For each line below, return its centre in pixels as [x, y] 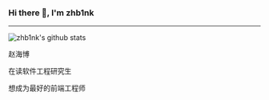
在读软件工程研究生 [40, 71]
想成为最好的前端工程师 [47, 88]
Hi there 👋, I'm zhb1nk [51, 13]
